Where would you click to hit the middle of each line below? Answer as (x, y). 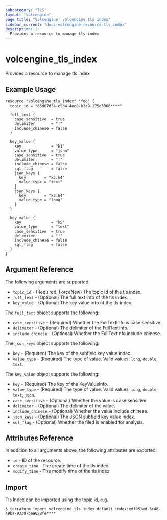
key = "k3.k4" (42, 195)
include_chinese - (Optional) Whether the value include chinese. (80, 411)
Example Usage (31, 89)
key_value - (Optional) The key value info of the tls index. (73, 302)
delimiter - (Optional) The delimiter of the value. (64, 406)
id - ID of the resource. (37, 460)
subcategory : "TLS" (26, 10)
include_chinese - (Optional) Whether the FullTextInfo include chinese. (87, 333)
